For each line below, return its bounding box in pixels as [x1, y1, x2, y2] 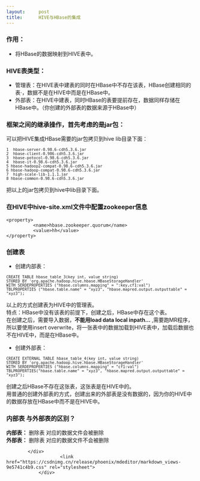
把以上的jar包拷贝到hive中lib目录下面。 [6, 186, 103, 194]
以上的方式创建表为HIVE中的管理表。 [6, 301, 98, 308]
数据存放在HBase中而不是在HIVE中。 [11, 397, 103, 405]
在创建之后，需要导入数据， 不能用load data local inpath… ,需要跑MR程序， [6, 316, 193, 323]
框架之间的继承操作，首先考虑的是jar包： [6, 121, 125, 129]
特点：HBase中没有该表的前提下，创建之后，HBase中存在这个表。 [6, 308, 170, 316]
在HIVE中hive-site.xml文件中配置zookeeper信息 [6, 203, 148, 211]
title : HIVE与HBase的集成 [6, 14, 81, 20]
